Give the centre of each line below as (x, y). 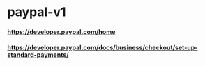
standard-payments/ (38, 55)
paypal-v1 (37, 12)
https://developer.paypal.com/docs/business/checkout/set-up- (102, 48)
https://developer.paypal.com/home (61, 31)
